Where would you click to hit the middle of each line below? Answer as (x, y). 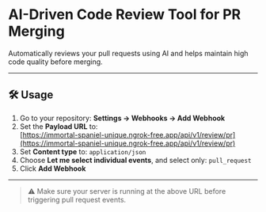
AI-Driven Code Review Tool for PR (125, 15)
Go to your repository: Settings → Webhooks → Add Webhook (122, 118)
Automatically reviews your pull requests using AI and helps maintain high (128, 53)
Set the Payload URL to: (59, 126)
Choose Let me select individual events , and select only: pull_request (135, 160)
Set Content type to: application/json (83, 151)
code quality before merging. (55, 62)
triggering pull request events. (77, 199)
